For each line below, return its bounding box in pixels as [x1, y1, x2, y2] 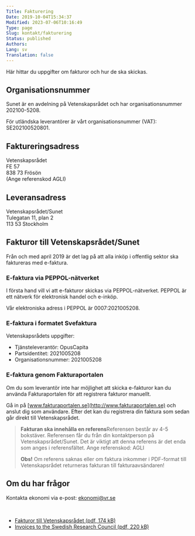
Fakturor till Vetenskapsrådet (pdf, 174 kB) [14, 517, 116, 524]
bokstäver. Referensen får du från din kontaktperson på [20, 431, 155, 439]
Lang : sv [6, 47, 28, 53]
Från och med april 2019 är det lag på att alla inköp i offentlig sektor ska [6, 253, 179, 260]
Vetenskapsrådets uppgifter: [6, 332, 75, 339]
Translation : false [6, 52, 54, 58]
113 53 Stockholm [6, 221, 49, 228]
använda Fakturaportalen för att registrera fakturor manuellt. [6, 390, 151, 397]
